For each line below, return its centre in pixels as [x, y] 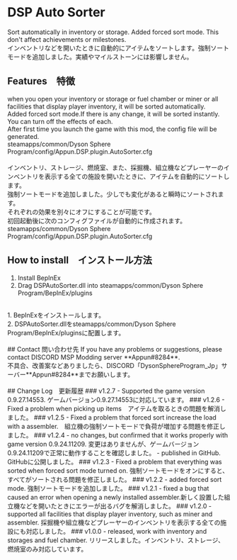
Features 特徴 [41, 81]
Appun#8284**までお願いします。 [83, 374]
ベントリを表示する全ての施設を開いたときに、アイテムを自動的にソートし [121, 176]
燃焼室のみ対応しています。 [47, 549]
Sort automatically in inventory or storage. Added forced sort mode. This [113, 32]
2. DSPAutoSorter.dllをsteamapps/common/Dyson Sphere [92, 324]
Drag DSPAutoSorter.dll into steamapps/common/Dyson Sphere [110, 285]
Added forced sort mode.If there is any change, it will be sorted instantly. [114, 113]
